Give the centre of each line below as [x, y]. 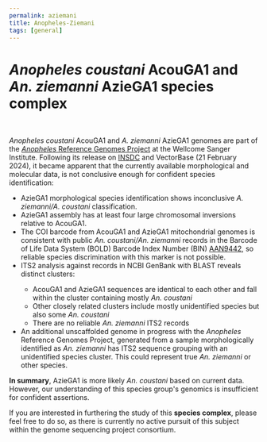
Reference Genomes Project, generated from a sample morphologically [137, 340]
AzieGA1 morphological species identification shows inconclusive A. [132, 198]
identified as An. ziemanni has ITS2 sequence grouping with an [124, 348]
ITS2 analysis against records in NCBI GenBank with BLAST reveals [131, 266]
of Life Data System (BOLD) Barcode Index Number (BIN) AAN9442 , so [137, 249]
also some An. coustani [71, 315]
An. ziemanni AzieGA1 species [111, 86]
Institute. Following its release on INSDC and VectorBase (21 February [123, 158]
